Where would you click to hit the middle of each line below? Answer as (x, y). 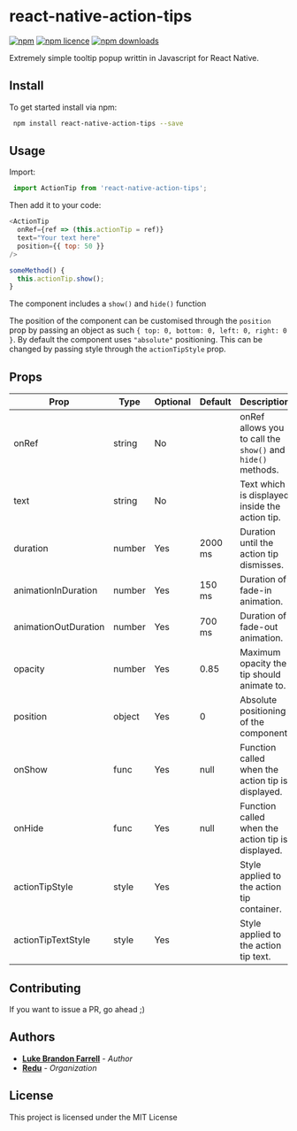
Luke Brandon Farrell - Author (77, 1058)
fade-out (259, 627)
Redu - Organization (59, 1067)
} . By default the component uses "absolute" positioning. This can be (136, 340)
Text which (263, 484)
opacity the (263, 664)
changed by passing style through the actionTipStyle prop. (118, 349)
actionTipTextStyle (52, 940)
